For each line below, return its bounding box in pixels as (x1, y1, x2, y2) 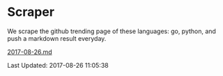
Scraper (7, 4, 54, 20)
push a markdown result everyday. (7, 34, 107, 42)
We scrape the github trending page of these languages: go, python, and (7, 27, 216, 35)
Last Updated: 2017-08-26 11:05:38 (7, 61, 109, 69)
